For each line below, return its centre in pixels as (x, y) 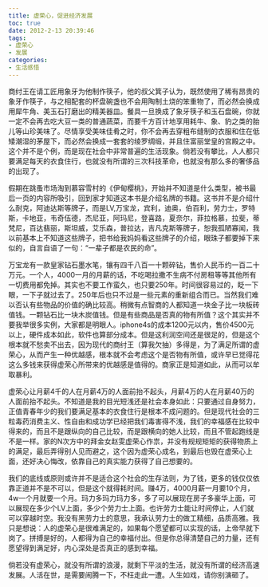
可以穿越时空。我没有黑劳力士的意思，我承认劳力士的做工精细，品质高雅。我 (134, 518)
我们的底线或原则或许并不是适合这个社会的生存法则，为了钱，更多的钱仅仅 (130, 478)
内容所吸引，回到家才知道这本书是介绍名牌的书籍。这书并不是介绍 (144, 198)
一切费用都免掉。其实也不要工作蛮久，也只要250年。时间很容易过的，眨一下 (134, 285)
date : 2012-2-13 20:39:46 (51, 30)
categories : (28, 61)
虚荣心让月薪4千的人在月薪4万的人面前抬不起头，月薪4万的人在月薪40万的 (132, 391)
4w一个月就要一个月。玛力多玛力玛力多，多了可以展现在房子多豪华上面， (129, 498)
